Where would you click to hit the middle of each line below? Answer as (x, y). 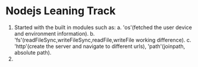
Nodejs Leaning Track (61, 11)
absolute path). (33, 52)
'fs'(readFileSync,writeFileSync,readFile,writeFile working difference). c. (103, 40)
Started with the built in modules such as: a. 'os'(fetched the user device (103, 27)
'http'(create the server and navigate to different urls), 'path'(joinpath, (100, 46)
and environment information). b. (54, 33)
